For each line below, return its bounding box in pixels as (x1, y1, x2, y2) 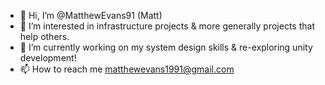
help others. (19, 31, 70, 42)
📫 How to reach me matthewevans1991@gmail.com (19, 63, 235, 75)
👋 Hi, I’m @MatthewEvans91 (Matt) (19, 10, 163, 21)
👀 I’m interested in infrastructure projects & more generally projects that (19, 20, 315, 32)
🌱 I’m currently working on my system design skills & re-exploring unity (19, 41, 313, 53)
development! (19, 52, 77, 64)
